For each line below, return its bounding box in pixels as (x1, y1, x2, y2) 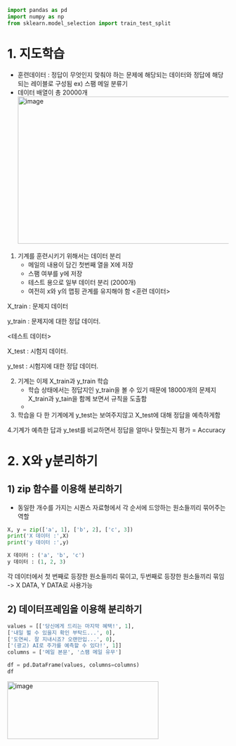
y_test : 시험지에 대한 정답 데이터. (7, 362, 99, 370)
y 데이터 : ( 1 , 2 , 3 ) (7, 558, 67, 565)
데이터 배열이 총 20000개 (17, 88, 88, 97)
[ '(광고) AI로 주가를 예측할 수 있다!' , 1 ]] (7, 642, 122, 649)
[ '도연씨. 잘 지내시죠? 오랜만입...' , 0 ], (7, 635, 116, 643)
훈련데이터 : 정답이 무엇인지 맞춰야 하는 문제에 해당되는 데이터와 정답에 (17, 71, 211, 79)
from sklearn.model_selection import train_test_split (7, 20, 171, 27)
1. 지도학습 (7, 46, 65, 61)
